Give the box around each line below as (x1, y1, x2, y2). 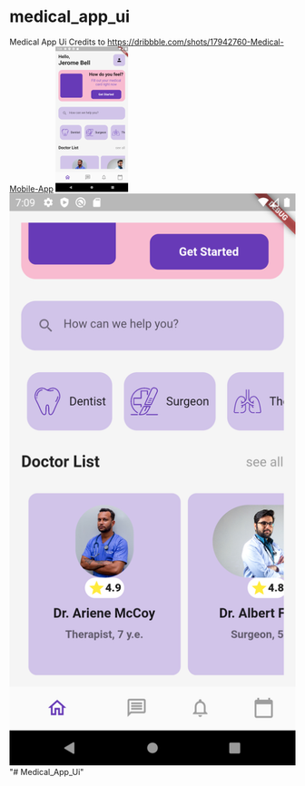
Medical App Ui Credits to (9, 36, 106, 47)
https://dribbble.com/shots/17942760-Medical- (107, 36, 284, 47)
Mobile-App (9, 183, 54, 194)
